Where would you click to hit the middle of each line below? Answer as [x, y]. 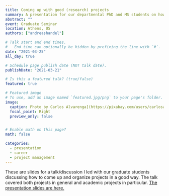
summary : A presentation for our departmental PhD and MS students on [81, 15]
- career [19, 153]
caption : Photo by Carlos [37, 107]
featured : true [21, 84]
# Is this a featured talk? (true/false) [49, 79]
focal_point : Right [30, 112]
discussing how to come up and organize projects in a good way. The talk [81, 177]
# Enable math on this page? [36, 130]
